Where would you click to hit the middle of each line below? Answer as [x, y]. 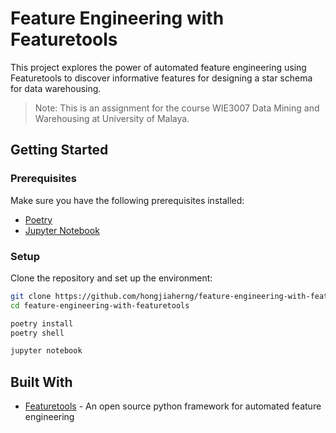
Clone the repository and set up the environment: [111, 278]
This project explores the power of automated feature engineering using [158, 67]
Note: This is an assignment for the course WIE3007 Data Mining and [177, 108]
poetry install [42, 323]
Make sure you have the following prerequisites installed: [127, 200]
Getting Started [59, 150]
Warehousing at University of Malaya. [112, 118]
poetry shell [37, 333]
